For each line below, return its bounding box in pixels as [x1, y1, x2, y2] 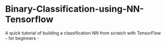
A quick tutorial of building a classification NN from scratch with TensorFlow [5, 30, 161, 36]
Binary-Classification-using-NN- [5, 3, 144, 15]
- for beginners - [5, 35, 40, 41]
